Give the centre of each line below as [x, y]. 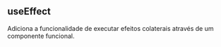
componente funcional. [41, 36]
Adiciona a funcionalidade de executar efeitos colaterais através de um [110, 28]
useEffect [29, 12]
